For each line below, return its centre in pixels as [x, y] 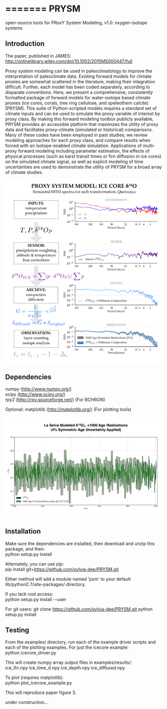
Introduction [25, 44]
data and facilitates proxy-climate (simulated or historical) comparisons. [79, 129]
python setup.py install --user [36, 599]
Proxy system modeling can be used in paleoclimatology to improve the [79, 71]
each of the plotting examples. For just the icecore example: [67, 647]
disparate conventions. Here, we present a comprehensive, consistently [79, 92]
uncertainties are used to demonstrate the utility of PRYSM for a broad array [83, 167]
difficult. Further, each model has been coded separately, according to [78, 87]
